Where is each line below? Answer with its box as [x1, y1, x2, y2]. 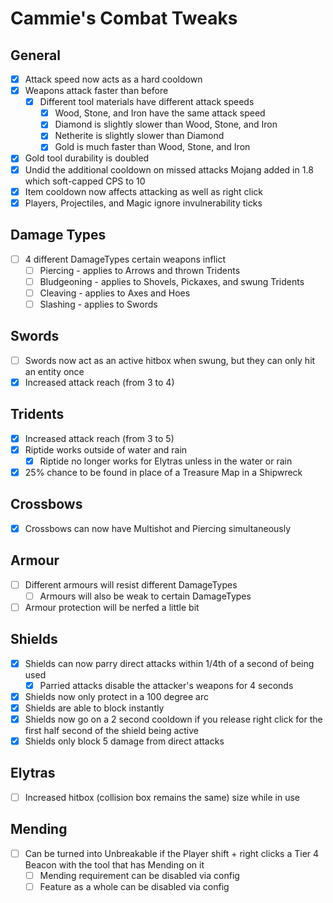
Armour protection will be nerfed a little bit [24, 601, 200, 613]
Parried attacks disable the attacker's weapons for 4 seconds [39, 679, 294, 691]
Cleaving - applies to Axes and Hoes [39, 287, 191, 299]
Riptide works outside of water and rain [24, 443, 188, 456]
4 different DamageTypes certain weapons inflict [24, 253, 227, 265]
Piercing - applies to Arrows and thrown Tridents [39, 264, 241, 276]
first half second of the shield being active [24, 724, 200, 736]
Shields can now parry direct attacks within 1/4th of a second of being [24, 657, 315, 669]
